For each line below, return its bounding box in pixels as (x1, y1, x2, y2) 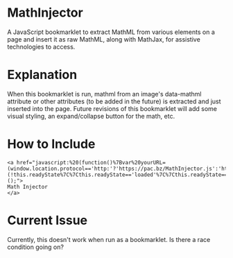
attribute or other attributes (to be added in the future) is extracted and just (7, 97, 221, 105)
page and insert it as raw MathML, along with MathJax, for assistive (7, 35, 201, 43)
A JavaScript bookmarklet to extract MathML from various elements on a (7, 28, 215, 36)
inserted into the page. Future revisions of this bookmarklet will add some (7, 104, 217, 112)
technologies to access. (7, 42, 76, 51)
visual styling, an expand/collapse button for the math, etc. (7, 112, 175, 120)
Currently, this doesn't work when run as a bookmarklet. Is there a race (7, 235, 211, 243)
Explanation (7, 67, 78, 83)
